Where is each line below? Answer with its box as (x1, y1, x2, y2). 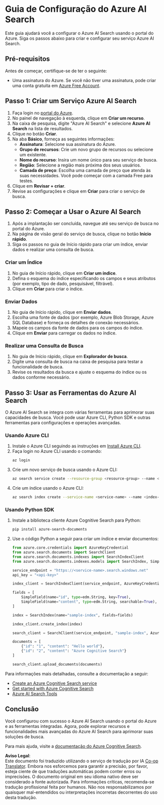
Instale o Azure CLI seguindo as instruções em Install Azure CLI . (12, 443, 142, 449)
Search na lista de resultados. (12, 125, 73, 131)
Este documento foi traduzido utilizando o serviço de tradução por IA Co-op (5, 758, 159, 764)
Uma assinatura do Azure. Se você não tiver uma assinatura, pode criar (12, 77, 156, 83)
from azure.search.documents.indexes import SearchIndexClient (12, 554, 144, 559)
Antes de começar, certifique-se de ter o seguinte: (5, 68, 107, 74)
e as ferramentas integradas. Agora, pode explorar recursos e (5, 723, 130, 729)
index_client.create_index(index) (12, 621, 83, 627)
